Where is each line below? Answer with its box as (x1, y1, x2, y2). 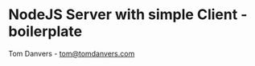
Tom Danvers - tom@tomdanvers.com (8, 49, 135, 58)
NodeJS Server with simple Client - (8, 6, 248, 24)
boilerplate (8, 22, 83, 41)
